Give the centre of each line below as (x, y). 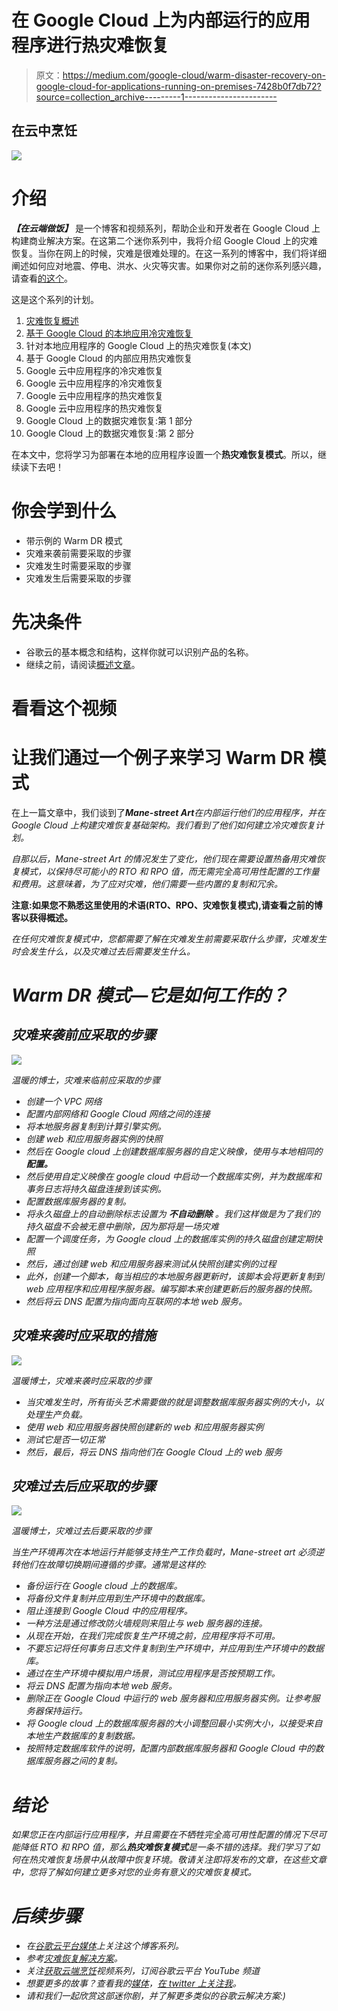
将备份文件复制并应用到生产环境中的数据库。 (118, 1598)
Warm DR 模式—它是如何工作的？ (150, 995)
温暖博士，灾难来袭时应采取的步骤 (81, 1380)
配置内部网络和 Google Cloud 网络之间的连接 (118, 1113)
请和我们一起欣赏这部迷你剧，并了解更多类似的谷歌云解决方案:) (155, 1996)
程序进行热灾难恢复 (90, 45)
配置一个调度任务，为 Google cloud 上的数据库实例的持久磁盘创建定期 (169, 1238)
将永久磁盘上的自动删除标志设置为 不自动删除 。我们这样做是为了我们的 (173, 1213)
